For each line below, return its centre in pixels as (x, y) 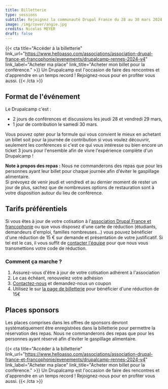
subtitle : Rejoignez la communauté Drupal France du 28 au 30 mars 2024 (84, 19)
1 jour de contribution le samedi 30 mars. (55, 124)
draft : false (19, 34)
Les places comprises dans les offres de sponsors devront (66, 322)
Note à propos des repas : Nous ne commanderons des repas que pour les (84, 166)
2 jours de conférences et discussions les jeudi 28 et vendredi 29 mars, (87, 119)
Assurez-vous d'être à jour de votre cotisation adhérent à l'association (86, 272)
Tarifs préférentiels (36, 209)
